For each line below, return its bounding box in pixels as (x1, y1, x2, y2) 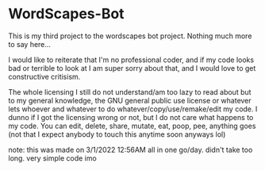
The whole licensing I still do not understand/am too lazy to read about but (8, 87, 252, 96)
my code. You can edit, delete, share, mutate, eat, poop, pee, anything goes (8, 121, 256, 130)
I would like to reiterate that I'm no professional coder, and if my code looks (8, 55, 255, 64)
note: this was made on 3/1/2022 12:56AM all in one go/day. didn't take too (8, 145, 253, 154)
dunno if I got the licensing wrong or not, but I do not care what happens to (8, 112, 254, 122)
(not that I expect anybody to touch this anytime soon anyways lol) (8, 129, 226, 139)
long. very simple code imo (8, 153, 97, 163)
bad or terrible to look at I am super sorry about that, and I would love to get (8, 63, 256, 72)
